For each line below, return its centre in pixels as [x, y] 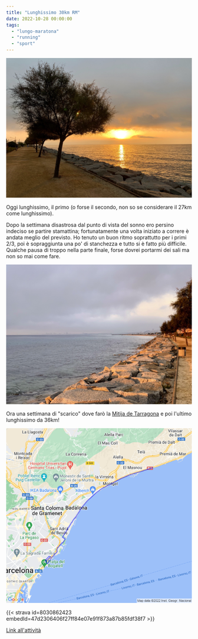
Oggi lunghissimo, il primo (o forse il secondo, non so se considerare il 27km [99, 207]
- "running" [26, 38]
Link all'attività [24, 630]
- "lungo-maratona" [35, 31]
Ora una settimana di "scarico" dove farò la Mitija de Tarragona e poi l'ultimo [99, 413]
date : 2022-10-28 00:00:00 [39, 19]
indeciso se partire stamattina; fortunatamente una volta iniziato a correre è [98, 231]
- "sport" [23, 44]
